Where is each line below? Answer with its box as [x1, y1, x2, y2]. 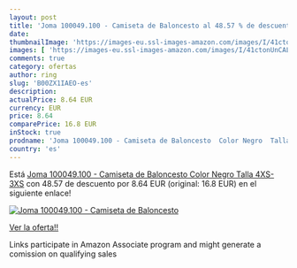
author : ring [9, 71, 57, 80]
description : [9, 87, 57, 96]
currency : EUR [9, 103, 62, 112]
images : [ [9, 46, 46, 55]
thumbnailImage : [9, 37, 69, 47]
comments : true [9, 54, 65, 63]
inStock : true [9, 128, 62, 137]
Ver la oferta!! [9, 222, 59, 233]
